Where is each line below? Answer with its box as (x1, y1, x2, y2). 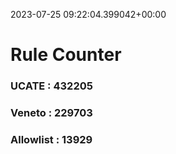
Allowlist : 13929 (10, 132, 93, 146)
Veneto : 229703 (10, 106, 93, 120)
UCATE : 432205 (10, 79, 93, 93)
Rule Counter (10, 44, 122, 66)
